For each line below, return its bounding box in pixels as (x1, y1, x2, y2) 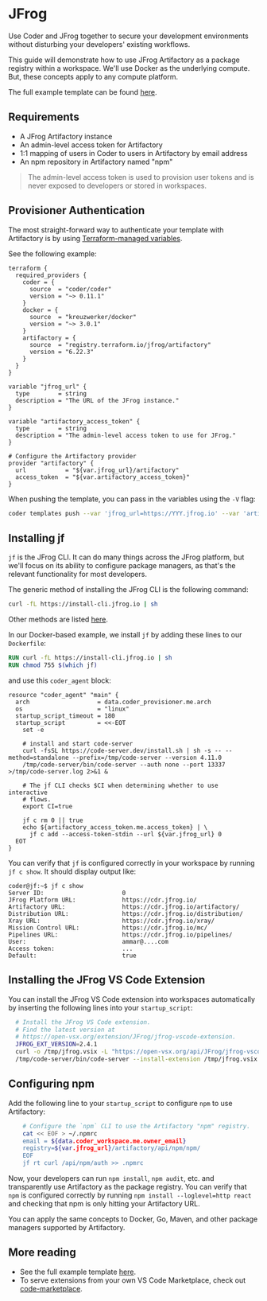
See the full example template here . (19, 1267, 137, 1276)
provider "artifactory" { (8, 459, 94, 467)
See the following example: (8, 248, 97, 259)
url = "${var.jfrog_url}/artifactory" (15, 466, 180, 474)
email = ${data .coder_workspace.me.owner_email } (22, 1137, 187, 1145)
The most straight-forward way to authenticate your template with (8, 224, 224, 235)
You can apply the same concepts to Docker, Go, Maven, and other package (8, 1214, 258, 1224)
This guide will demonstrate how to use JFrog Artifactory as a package (8, 55, 240, 64)
